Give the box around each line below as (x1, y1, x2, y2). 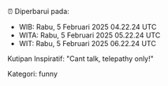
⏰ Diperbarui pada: (7, 7, 70, 16)
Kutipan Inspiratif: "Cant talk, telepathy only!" (7, 54, 155, 63)
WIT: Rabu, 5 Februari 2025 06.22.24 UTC (18, 39, 157, 48)
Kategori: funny (7, 70, 58, 78)
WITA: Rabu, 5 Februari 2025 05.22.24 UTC (18, 30, 161, 40)
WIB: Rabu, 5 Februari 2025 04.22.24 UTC (18, 23, 157, 31)
